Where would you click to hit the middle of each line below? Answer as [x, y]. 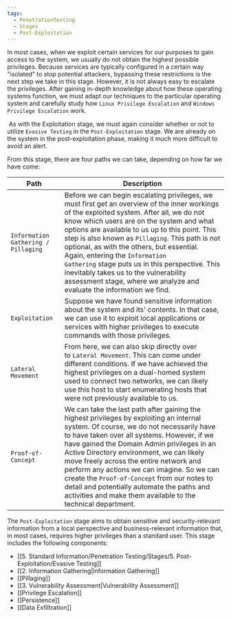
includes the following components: [58, 543]
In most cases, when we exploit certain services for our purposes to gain [110, 52]
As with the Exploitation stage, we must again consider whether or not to [111, 124]
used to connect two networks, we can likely [136, 381]
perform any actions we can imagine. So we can [142, 470]
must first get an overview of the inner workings [142, 204]
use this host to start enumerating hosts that [136, 390]
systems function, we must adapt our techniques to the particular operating [114, 96]
